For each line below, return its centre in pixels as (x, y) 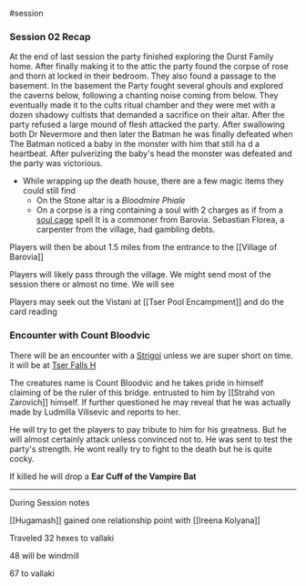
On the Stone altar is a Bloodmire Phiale (111, 201)
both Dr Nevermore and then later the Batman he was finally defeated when (151, 134)
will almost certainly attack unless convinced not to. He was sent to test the (151, 439)
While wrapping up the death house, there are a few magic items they (153, 181)
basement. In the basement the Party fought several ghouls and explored (147, 86)
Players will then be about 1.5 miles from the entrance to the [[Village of (143, 247)
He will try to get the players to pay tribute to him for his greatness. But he (148, 429)
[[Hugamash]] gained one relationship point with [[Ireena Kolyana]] (135, 520)
